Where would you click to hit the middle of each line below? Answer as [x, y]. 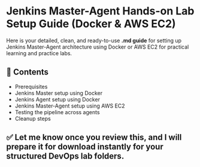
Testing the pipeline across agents [57, 112]
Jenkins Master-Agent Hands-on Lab [100, 11]
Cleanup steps [33, 118]
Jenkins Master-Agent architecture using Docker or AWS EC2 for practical [98, 47]
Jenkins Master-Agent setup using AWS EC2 [70, 106]
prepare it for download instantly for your [85, 147]
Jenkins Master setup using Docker [59, 93]
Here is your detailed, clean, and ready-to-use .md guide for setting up [94, 40]
